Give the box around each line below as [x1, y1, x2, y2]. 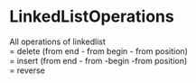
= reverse [9, 65, 45, 76]
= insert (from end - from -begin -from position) [9, 55, 188, 66]
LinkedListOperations [9, 6, 174, 27]
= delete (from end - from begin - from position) [9, 45, 188, 56]
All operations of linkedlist [9, 36, 107, 47]
